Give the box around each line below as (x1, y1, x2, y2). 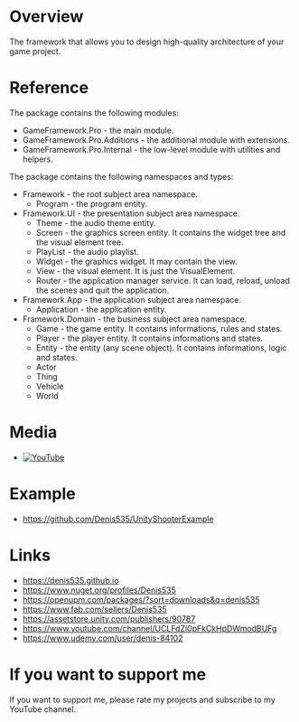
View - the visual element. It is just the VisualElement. (35, 265, 236, 277)
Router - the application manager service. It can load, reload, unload (35, 275, 291, 286)
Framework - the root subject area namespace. (22, 188, 199, 200)
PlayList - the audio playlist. (35, 246, 139, 257)
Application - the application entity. (35, 304, 167, 314)
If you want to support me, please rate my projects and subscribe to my (9, 694, 276, 705)
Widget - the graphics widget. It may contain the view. (35, 256, 238, 267)
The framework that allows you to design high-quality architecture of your (9, 36, 285, 47)
